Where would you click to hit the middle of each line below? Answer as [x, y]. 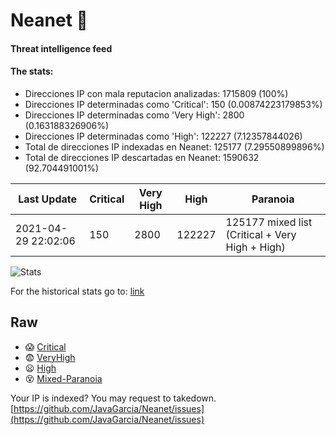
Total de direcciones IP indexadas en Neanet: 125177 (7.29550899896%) [174, 146]
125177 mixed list [269, 222]
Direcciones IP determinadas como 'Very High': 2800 [134, 115]
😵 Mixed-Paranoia [63, 378]
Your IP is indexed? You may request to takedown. [113, 398]
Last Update [48, 199]
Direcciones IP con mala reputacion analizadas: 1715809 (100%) [156, 93]
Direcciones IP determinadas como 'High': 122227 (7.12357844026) [163, 136]
